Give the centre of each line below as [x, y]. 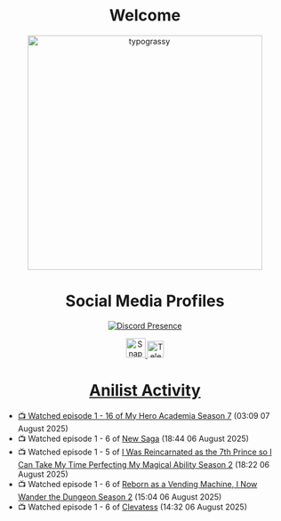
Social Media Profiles [145, 301]
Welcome [145, 16]
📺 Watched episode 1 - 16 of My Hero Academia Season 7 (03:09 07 [144, 415]
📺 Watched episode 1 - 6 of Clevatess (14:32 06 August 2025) [132, 507]
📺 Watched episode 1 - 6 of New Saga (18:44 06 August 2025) [133, 438]
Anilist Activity [145, 391]
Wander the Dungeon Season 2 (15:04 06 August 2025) [120, 497]
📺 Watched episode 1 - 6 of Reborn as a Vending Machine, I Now [137, 484]
